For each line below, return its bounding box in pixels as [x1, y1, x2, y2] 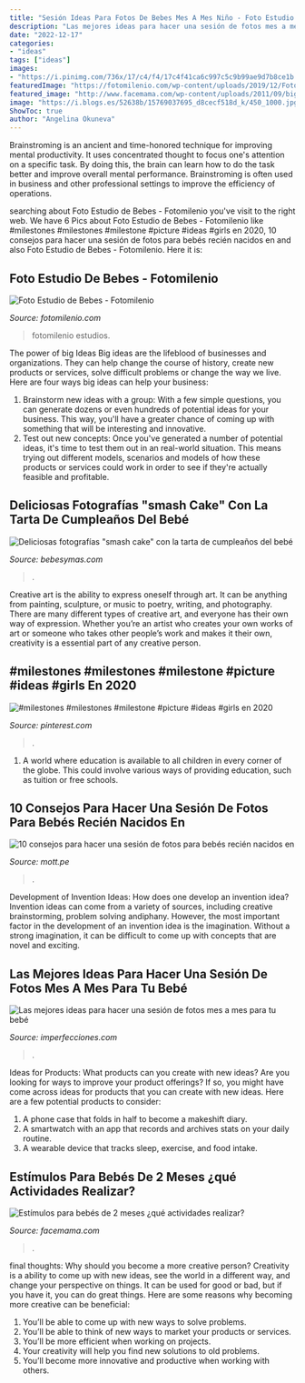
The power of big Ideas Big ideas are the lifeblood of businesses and [9, 347, 267, 358]
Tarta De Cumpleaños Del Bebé [9, 512, 190, 527]
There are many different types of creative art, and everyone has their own [9, 608, 289, 619]
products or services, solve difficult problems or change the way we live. [9, 366, 281, 377]
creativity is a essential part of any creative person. [9, 637, 202, 648]
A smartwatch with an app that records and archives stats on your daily [22, 1124, 290, 1135]
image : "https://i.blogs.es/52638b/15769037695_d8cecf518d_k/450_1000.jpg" [9, 97, 302, 107]
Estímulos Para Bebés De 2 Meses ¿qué [9, 1169, 237, 1185]
